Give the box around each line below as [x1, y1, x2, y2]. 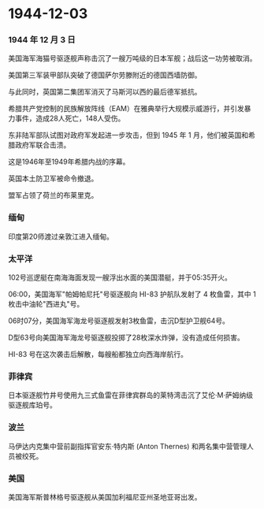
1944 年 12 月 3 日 [8, 35, 76, 46]
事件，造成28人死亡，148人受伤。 [14, 113, 125, 123]
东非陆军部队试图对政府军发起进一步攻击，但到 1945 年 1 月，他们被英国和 [8, 131, 249, 140]
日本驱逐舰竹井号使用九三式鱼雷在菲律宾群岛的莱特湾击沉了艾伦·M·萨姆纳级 [8, 391, 254, 400]
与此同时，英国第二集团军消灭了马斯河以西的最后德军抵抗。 [8, 87, 202, 97]
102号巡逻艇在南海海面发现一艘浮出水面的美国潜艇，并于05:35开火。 [8, 273, 232, 282]
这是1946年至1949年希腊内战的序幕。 [8, 157, 130, 166]
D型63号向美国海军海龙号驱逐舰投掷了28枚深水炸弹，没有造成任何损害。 [8, 333, 244, 343]
